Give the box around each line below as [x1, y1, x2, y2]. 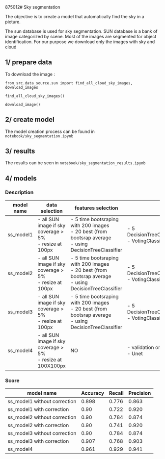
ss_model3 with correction [7, 438, 69, 445]
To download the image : [5, 71, 55, 77]
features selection [74, 204, 119, 211]
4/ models [5, 174, 37, 182]
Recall [109, 390, 124, 397]
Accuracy [81, 390, 105, 397]
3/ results [5, 147, 35, 155]
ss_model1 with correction [7, 406, 69, 413]
